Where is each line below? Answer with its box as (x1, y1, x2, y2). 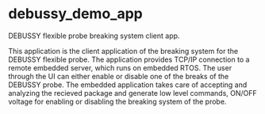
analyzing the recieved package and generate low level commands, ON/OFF (8, 88, 258, 97)
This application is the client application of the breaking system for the (8, 46, 239, 55)
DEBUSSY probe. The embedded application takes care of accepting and (8, 80, 248, 89)
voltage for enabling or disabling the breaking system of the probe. (8, 97, 227, 106)
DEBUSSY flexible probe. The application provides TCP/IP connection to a (8, 55, 250, 64)
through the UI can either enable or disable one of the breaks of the (8, 71, 229, 81)
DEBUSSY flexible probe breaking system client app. (8, 31, 180, 40)
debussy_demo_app (8, 5, 143, 23)
